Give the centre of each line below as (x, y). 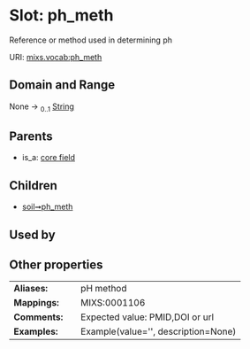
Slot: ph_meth (61, 16)
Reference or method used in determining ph (91, 40)
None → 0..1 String (42, 107)
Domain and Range (62, 85)
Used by (32, 234)
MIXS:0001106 (113, 303)
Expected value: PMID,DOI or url (148, 317)
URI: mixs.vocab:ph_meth (56, 57)
